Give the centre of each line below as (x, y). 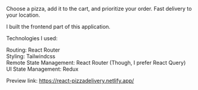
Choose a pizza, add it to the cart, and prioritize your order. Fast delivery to (99, 9)
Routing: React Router (33, 50)
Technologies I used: (32, 38)
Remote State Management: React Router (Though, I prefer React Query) (96, 63)
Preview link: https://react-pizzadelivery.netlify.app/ (70, 81)
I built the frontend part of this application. (58, 27)
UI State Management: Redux (43, 69)
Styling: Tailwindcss (31, 56)
